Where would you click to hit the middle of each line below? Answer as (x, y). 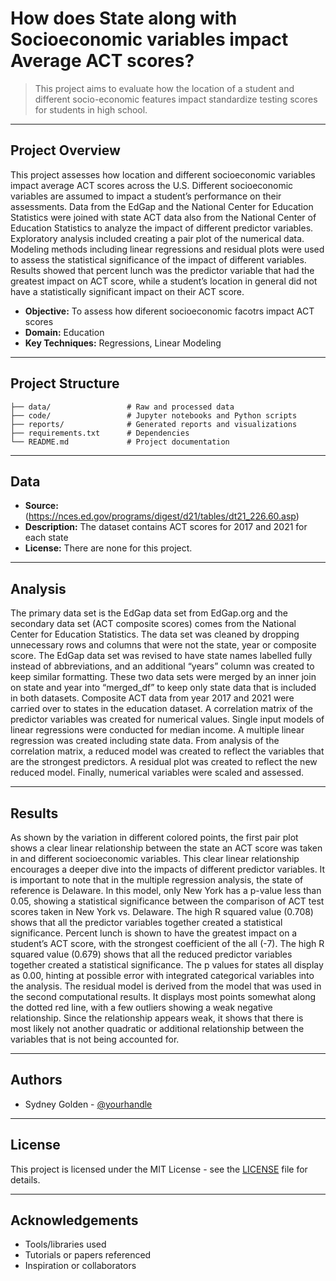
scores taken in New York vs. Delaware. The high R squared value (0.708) (162, 911)
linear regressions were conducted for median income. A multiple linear (157, 730)
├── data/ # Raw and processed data (122, 407)
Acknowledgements (74, 1220)
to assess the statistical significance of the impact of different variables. (158, 259)
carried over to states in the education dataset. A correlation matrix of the (161, 709)
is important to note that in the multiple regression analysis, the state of (157, 880)
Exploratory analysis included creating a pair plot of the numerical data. (157, 238)
